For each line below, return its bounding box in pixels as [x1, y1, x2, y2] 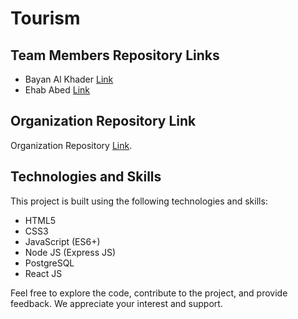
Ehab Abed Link [24, 84, 91, 96]
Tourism [10, 7, 81, 30]
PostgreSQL [24, 257, 75, 269]
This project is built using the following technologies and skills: [10, 195, 268, 207]
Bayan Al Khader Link [24, 73, 114, 85]
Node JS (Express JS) [24, 246, 117, 258]
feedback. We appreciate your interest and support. [10, 297, 223, 309]
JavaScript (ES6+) [24, 235, 101, 247]
